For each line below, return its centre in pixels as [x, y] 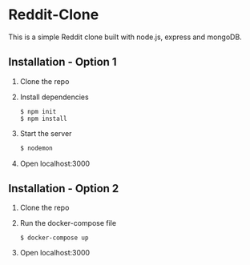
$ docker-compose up [54, 238]
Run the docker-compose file [68, 223]
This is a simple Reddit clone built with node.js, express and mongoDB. [125, 37]
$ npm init [38, 111]
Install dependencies [54, 97]
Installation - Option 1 [63, 62]
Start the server [46, 133]
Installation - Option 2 [64, 189]
